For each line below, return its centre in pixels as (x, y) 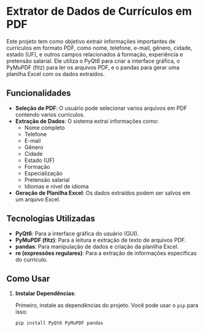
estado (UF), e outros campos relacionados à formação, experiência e (95, 54)
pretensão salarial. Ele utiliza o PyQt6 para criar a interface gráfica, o (93, 61)
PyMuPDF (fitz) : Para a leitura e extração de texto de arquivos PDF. (101, 240)
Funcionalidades (39, 93)
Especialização (43, 173)
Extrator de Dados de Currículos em (99, 11)
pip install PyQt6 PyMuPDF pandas (59, 323)
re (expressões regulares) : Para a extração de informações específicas (106, 253)
